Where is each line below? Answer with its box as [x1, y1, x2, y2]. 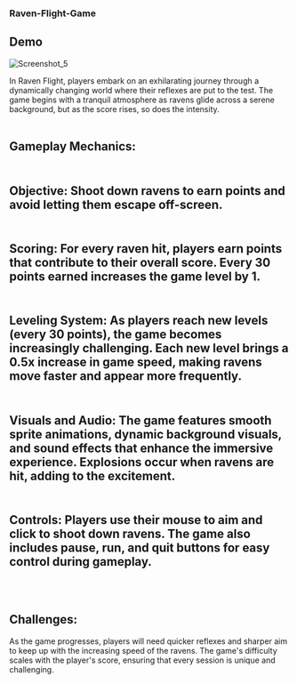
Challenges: [9, 612, 78, 627]
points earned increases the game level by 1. [9, 269, 261, 284]
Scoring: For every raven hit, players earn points [9, 241, 283, 256]
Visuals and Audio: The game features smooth [9, 413, 272, 428]
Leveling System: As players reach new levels [9, 313, 269, 328]
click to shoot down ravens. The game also [9, 527, 251, 542]
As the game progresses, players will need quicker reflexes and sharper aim [9, 635, 288, 647]
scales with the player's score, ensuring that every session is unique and [9, 655, 276, 665]
